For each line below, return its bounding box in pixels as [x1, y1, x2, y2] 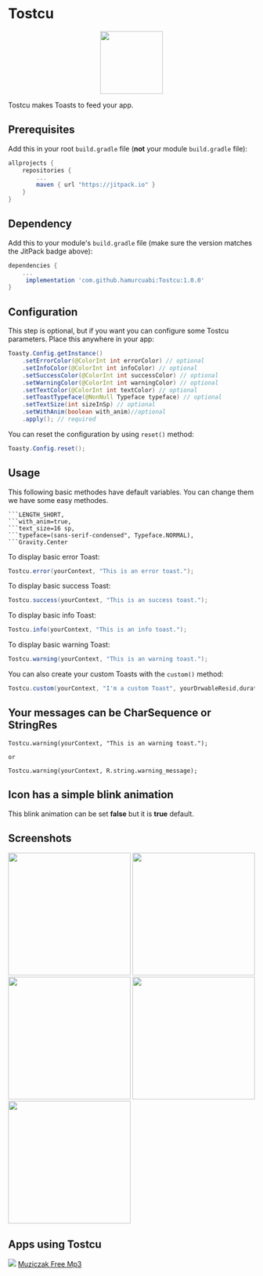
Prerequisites [8, 123, 75, 137]
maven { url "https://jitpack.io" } [36, 181, 156, 189]
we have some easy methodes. [8, 495, 109, 505]
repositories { [22, 166, 72, 174]
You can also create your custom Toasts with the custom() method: [8, 669, 224, 679]
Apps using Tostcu [8, 1238, 102, 1251]
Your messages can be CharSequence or [8, 706, 211, 720]
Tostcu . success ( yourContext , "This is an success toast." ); [8, 596, 209, 604]
